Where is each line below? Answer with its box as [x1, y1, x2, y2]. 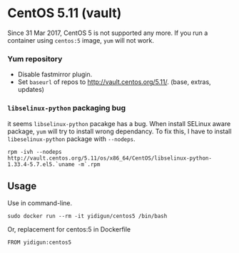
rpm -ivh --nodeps [7, 148, 62, 155]
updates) [17, 86, 45, 94]
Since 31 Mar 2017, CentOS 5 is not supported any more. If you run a [7, 29, 208, 37]
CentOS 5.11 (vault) [7, 5, 122, 21]
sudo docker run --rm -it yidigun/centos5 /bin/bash [7, 212, 168, 220]
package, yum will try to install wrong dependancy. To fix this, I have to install [7, 127, 232, 135]
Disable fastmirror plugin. [17, 70, 93, 79]
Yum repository [7, 53, 63, 63]
